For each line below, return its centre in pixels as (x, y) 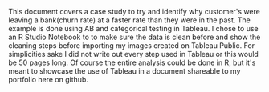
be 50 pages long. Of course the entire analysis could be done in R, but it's (132, 62)
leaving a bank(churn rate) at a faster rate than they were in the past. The (129, 20)
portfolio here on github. (48, 80)
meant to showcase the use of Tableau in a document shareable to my (124, 71)
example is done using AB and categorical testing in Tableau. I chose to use (133, 28)
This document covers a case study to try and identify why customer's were (134, 12)
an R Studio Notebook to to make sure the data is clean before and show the (134, 37)
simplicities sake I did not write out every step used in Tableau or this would (133, 54)
